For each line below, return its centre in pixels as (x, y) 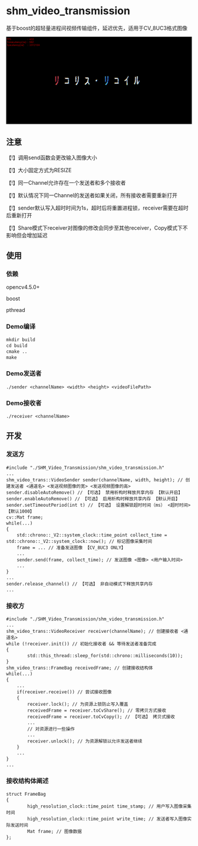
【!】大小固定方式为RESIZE (39, 170)
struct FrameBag (26, 794)
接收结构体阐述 (27, 781)
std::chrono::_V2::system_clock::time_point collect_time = (92, 535)
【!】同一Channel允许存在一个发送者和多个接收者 (66, 182)
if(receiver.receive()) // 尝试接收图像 (64, 692)
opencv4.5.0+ (23, 287)
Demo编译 (21, 327)
